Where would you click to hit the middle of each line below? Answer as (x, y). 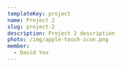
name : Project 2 (31, 20)
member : (19, 46)
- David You (31, 53)
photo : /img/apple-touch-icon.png (58, 40)
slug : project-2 (31, 27)
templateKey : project (39, 14)
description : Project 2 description (61, 33)
